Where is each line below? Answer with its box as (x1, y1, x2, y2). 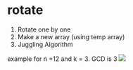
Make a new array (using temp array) (17, 32, 125, 41)
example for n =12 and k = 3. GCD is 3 (7, 55, 118, 63)
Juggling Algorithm (17, 40, 73, 48)
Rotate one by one (17, 25, 71, 34)
